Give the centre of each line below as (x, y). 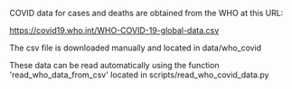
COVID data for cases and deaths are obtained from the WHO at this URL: (146, 13)
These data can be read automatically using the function (114, 65)
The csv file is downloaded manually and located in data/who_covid (136, 48)
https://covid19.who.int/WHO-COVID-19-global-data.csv (114, 30)
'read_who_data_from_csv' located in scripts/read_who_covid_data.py (139, 75)
